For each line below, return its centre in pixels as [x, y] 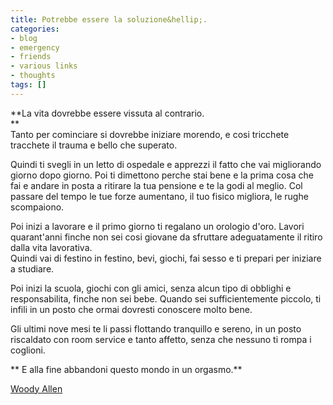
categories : [35, 29]
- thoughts [33, 76]
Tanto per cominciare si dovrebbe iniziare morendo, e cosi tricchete [150, 134]
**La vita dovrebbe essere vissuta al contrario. [107, 113]
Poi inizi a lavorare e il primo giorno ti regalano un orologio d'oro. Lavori [157, 226]
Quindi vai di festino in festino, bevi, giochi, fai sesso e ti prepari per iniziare [166, 258]
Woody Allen [36, 388]
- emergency [35, 47]
